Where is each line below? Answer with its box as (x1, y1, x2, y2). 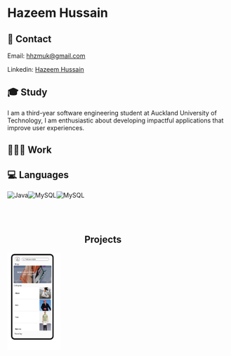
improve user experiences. (7, 123, 85, 132)
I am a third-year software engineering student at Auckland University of (7, 108, 218, 117)
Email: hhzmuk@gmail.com (7, 51, 86, 60)
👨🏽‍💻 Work (7, 144, 53, 156)
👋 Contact (7, 33, 52, 45)
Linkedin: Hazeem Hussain (7, 65, 84, 73)
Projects (84, 234, 122, 246)
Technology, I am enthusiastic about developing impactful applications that (7, 116, 224, 125)
